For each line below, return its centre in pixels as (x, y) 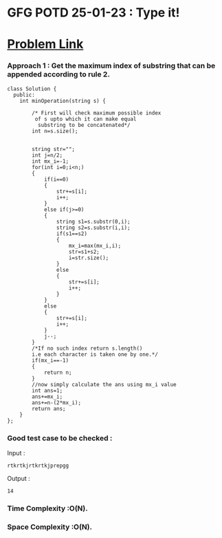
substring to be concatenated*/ (84, 125)
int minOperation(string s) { (63, 101)
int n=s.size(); (55, 131)
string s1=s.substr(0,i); (93, 221)
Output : (19, 478)
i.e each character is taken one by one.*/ (95, 354)
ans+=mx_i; (47, 397)
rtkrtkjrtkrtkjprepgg (38, 466)
